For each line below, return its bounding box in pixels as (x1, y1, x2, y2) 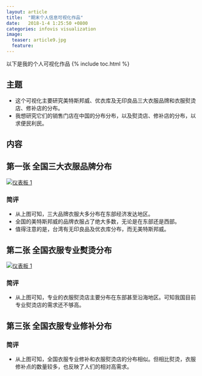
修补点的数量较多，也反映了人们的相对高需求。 (15, 363, 132, 370)
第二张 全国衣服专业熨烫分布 (6, 245, 112, 255)
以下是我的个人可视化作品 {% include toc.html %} (6, 60, 130, 67)
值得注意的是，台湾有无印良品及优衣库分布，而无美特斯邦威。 (15, 226, 170, 233)
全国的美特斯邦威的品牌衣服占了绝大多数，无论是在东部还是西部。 (15, 218, 180, 225)
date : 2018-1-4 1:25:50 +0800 (6, 20, 88, 26)
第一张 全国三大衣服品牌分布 (6, 161, 112, 172)
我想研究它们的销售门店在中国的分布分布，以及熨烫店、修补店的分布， (15, 112, 191, 119)
